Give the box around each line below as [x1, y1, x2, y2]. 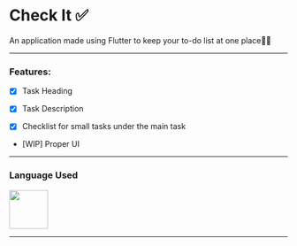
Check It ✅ [9, 5, 89, 26]
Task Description [21, 104, 84, 114]
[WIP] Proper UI [21, 139, 80, 150]
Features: [9, 65, 51, 78]
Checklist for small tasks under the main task [21, 121, 187, 132]
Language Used [9, 169, 79, 181]
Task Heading [21, 86, 73, 96]
